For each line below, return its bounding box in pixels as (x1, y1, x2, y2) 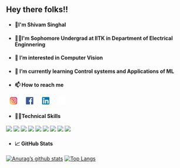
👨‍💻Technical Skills (14, 112, 61, 119)
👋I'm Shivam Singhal (14, 21, 66, 28)
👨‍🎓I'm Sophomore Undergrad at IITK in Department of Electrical (14, 35, 173, 42)
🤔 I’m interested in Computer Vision (14, 54, 103, 61)
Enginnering (14, 41, 46, 48)
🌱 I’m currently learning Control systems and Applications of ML (14, 68, 175, 75)
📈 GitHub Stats (14, 140, 53, 147)
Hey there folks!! (6, 5, 69, 15)
